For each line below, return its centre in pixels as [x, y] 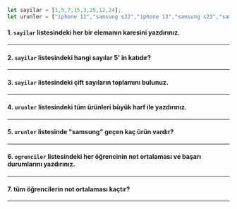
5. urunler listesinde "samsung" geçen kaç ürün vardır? [91, 132]
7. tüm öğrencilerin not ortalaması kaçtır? [69, 189]
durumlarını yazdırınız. [41, 164]
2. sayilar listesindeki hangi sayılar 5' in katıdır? [79, 57]
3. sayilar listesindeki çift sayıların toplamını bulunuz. [88, 82]
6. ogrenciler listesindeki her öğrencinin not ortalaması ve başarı [104, 157]
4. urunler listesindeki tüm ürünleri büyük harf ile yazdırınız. [97, 107]
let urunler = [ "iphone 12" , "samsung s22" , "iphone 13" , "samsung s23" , [113, 17]
